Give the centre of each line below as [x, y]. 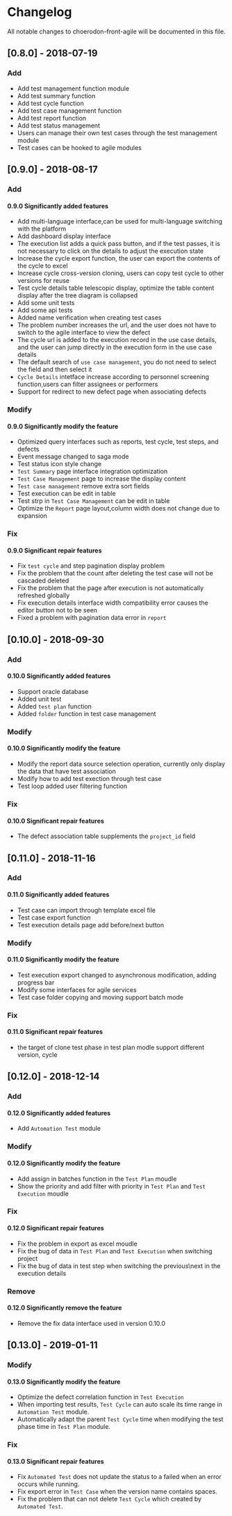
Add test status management [59, 125]
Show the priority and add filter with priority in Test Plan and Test [111, 1186]
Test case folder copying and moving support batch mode [100, 997]
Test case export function [54, 918]
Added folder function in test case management [86, 713]
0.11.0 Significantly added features [58, 895]
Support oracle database [53, 691]
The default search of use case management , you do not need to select [117, 362]
